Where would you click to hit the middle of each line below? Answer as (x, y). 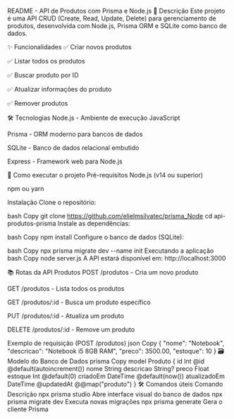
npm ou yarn (26, 189)
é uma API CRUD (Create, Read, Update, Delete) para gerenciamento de (112, 18)
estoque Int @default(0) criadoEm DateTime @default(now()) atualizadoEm (116, 376)
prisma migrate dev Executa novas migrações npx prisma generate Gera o (115, 402)
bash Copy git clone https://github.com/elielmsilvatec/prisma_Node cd (110, 216)
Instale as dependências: (94, 223)
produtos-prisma (32, 223)
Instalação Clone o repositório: (52, 202)
